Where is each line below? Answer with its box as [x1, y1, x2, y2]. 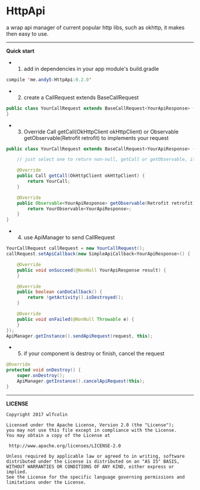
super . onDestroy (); [17, 373, 65, 379]
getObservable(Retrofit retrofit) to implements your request [23, 134, 169, 141]
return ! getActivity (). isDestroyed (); [27, 295, 124, 301]
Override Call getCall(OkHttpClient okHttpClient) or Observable [23, 128, 179, 135]
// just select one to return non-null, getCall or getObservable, [17, 157, 187, 163]
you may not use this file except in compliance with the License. [6, 427, 177, 433]
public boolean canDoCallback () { [17, 289, 102, 295]
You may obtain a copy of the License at [6, 432, 111, 438]
